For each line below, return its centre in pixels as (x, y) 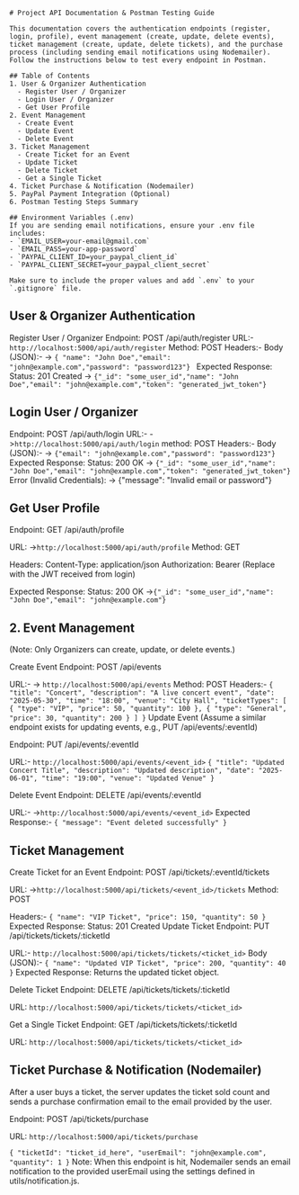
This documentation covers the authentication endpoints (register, (140, 29)
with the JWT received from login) (73, 574)
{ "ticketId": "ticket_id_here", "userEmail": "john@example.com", (138, 1153)
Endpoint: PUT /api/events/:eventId (74, 745)
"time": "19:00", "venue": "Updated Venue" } (128, 778)
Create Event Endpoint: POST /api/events (85, 667)
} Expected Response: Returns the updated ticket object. (114, 973)
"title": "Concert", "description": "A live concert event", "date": (142, 693)
